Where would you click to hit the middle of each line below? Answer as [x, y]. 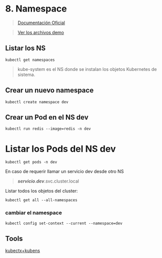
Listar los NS [25, 48]
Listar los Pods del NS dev [61, 149]
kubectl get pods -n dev [31, 162]
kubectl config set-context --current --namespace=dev [64, 223]
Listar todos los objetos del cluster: [42, 191]
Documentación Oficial [41, 23]
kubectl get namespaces [30, 60]
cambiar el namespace [33, 213]
